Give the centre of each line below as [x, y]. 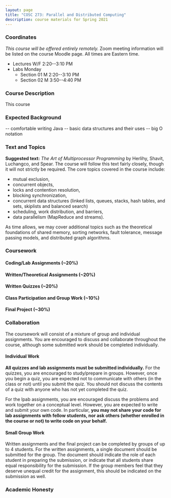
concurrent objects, [33, 185]
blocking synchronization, [40, 195]
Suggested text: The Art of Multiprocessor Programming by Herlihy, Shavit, [85, 158]
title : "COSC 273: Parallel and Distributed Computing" [66, 15]
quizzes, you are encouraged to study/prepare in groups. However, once [81, 373]
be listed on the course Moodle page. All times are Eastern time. [73, 54]
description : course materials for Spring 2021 [57, 19]
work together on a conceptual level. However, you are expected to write [81, 404]
